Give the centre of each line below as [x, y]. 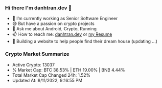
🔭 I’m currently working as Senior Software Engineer [65, 19]
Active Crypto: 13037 [33, 65]
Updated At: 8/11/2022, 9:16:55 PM [47, 80]
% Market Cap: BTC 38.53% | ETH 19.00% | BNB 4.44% [69, 70]
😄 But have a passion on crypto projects [53, 23]
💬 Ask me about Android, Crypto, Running [54, 29]
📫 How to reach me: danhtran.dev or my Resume [62, 34]
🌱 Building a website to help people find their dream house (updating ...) [85, 42]
